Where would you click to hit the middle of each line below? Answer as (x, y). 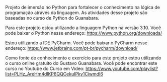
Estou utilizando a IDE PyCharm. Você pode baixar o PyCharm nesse (76, 43)
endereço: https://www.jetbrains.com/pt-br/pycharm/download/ (71, 48)
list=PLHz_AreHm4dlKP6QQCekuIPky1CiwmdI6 (54, 74)
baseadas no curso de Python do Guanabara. (52, 18)
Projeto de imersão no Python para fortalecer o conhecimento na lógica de (82, 7)
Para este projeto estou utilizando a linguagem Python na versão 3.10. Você (83, 28)
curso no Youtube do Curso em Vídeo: (45, 68)
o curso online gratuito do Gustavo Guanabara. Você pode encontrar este (81, 63)
